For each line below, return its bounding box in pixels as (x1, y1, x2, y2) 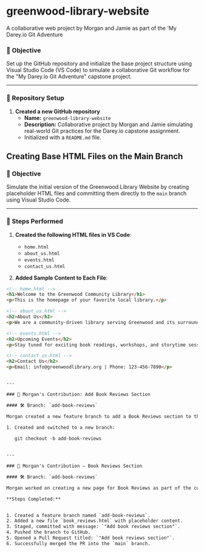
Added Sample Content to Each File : (15, 274, 108, 281)
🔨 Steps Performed (6, 217, 64, 226)
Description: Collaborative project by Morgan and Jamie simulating (24, 121, 193, 128)
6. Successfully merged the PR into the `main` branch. (6, 540, 151, 546)
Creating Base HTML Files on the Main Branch (6, 151, 183, 161)
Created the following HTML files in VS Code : (15, 231, 132, 238)
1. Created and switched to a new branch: (6, 424, 115, 431)
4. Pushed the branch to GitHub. (6, 529, 91, 535)
